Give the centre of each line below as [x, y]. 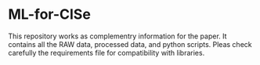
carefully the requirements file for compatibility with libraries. [107, 52]
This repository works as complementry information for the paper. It [117, 36]
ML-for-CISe [50, 14]
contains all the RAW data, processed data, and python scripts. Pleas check [130, 44]
